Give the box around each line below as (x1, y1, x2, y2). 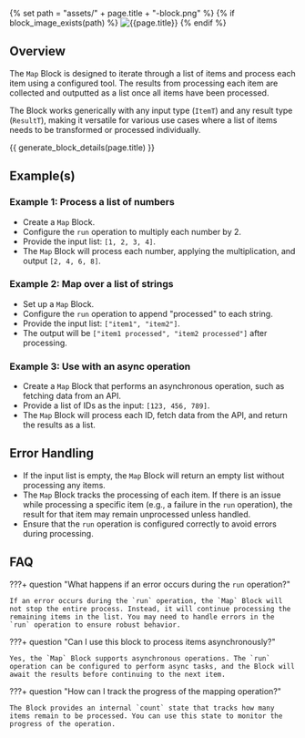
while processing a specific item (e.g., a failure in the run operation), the (22, 498, 293, 509)
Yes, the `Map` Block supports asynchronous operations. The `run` (9, 653, 271, 663)
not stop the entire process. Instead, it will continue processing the (9, 604, 291, 613)
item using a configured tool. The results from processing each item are (9, 77, 279, 88)
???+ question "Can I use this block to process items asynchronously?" (9, 636, 276, 647)
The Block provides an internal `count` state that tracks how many (9, 703, 275, 712)
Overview (9, 44, 66, 59)
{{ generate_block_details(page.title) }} (9, 141, 155, 153)
